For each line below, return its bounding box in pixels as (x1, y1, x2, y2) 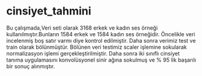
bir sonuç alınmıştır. (6, 62, 55, 70)
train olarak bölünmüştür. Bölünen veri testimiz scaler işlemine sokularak (6, 43, 187, 51)
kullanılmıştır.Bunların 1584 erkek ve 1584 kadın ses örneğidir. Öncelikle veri (6, 30, 195, 37)
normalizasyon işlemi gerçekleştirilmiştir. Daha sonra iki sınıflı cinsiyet (6, 49, 180, 57)
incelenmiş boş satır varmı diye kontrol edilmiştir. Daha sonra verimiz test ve (6, 37, 196, 44)
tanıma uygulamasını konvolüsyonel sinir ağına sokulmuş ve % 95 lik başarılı (6, 56, 197, 63)
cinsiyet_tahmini (6, 4, 92, 18)
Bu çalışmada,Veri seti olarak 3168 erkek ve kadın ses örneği (6, 24, 158, 31)
